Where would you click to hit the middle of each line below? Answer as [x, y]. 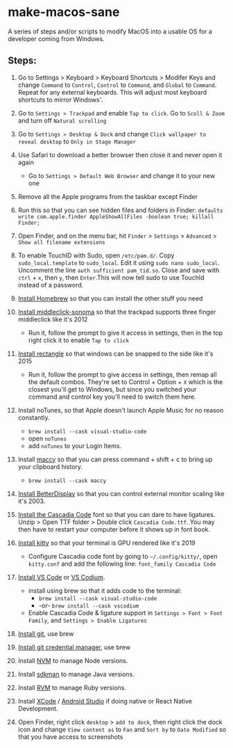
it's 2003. [32, 501]
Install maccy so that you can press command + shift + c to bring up [115, 459]
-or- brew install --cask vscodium [89, 605]
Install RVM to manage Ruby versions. [72, 687]
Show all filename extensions [62, 242]
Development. [38, 708]
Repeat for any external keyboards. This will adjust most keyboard [112, 92]
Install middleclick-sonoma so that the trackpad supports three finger [117, 312]
